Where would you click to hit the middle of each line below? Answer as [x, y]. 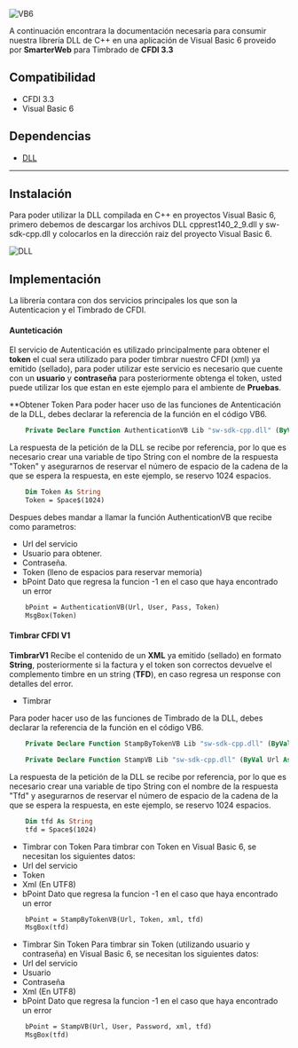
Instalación [41, 194]
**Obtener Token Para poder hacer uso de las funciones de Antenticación [145, 405]
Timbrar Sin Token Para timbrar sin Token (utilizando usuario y [136, 944]
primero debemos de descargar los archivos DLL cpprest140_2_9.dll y [137, 225]
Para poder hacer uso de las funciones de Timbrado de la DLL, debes [136, 718]
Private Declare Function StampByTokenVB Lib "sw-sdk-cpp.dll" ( [149, 744]
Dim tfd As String [59, 821]
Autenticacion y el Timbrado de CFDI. [78, 310]
